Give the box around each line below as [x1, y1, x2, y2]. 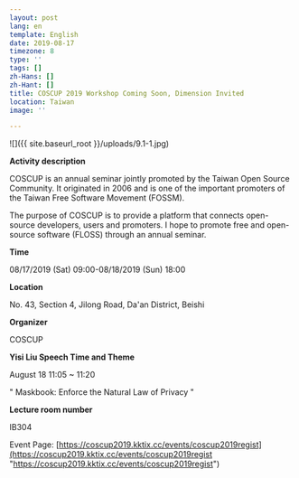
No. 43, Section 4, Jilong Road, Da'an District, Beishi [9, 299, 205, 310]
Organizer [9, 317, 48, 328]
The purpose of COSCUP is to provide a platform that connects [9, 210, 245, 221]
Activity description [9, 155, 86, 167]
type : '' [9, 55, 42, 64]
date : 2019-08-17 [9, 38, 75, 48]
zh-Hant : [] [9, 80, 54, 89]
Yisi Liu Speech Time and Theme [9, 351, 135, 362]
